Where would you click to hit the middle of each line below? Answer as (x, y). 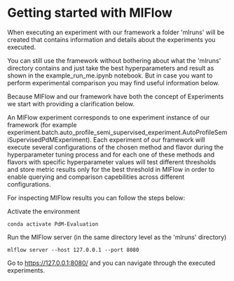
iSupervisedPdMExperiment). (50, 139)
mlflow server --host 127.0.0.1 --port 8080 (73, 250)
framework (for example (42, 124)
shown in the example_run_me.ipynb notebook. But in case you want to (110, 75)
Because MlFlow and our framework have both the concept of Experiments (116, 96)
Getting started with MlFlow (90, 13)
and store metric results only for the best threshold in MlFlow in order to (111, 169)
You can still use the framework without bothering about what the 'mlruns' (114, 60)
